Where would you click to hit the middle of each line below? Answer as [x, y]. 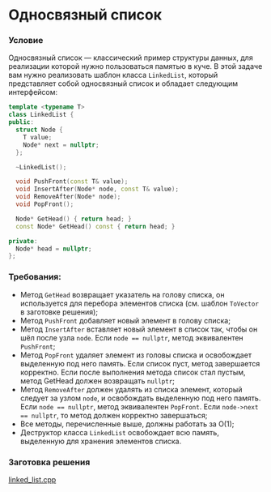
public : [21, 122]
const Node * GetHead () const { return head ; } [95, 226]
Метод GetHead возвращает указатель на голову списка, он [122, 294]
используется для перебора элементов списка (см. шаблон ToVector [139, 303]
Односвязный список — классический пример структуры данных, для [131, 58]
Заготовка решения [49, 462]
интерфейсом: [33, 92]
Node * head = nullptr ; [54, 249]
